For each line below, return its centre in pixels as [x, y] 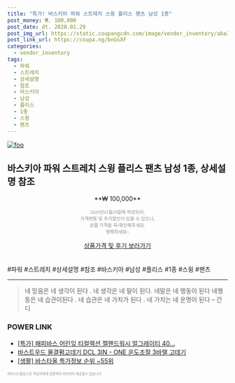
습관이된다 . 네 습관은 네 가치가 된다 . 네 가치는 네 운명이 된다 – [130, 300]
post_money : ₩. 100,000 [42, 20]
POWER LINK [30, 327]
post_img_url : [28, 33]
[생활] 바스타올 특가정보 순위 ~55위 [65, 361]
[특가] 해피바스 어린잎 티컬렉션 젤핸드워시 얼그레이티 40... [96, 343]
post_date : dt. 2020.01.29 [47, 27]
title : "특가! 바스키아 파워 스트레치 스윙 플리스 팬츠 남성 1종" [90, 14]
